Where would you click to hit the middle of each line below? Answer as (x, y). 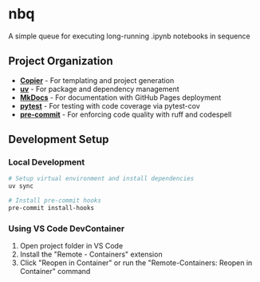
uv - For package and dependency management (99, 89)
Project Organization (61, 61)
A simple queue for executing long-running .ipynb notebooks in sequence (129, 36)
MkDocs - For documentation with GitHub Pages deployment (120, 97)
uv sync (21, 186)
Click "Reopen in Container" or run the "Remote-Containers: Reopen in (136, 263)
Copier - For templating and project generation (97, 80)
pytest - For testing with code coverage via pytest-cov (110, 105)
